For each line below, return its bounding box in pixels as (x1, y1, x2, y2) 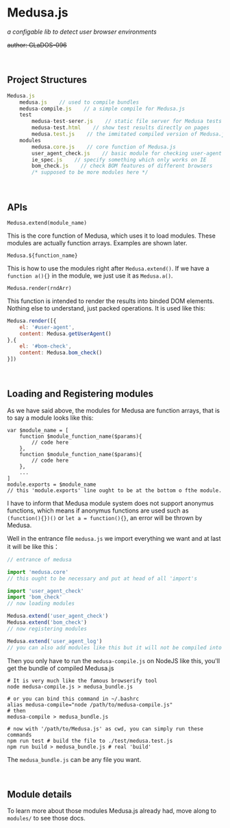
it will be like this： (7, 542, 60, 550)
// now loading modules (7, 600, 75, 607)
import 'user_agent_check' (7, 588, 84, 594)
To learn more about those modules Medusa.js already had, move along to (7, 807, 217, 815)
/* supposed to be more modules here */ (31, 169, 149, 176)
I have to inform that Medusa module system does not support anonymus (7, 499, 214, 507)
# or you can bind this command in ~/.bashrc (7, 695, 139, 702)
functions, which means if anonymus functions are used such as (7, 506, 190, 515)
